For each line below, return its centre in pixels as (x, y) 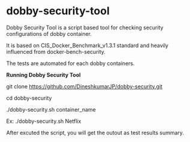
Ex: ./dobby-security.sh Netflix (44, 121)
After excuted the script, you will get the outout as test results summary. (95, 132)
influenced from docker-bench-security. (56, 51)
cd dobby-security (29, 98)
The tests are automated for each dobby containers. (70, 63)
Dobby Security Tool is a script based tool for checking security (85, 27)
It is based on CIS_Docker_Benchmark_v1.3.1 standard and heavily (88, 45)
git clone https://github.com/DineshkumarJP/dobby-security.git (85, 86)
